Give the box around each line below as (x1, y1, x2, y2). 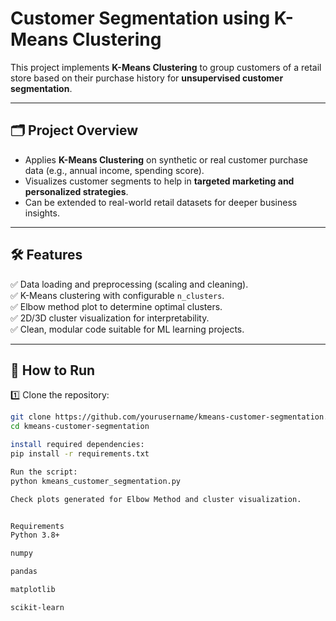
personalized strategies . (24, 185, 129, 197)
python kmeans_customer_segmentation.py (10, 476, 182, 486)
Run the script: (10, 467, 78, 477)
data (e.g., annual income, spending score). (24, 164, 205, 176)
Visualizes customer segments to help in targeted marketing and (24, 175, 295, 187)
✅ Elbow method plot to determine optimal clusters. (10, 300, 223, 312)
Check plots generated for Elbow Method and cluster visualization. (10, 494, 302, 504)
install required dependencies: (10, 440, 145, 450)
